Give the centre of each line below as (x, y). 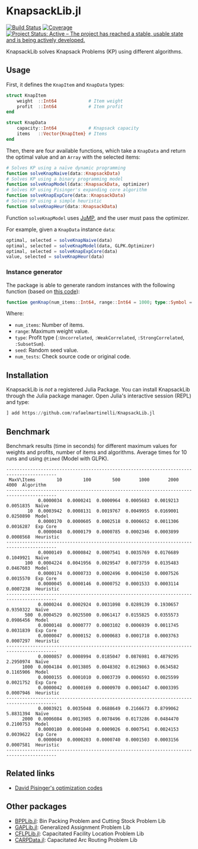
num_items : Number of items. (49, 325)
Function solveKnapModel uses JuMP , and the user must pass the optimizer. (98, 217)
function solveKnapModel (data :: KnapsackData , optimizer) (78, 184)
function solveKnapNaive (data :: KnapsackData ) (63, 173)
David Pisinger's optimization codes (58, 788)
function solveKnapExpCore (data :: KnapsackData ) (66, 195)
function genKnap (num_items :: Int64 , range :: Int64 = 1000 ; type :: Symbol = (99, 302)
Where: (15, 314)
